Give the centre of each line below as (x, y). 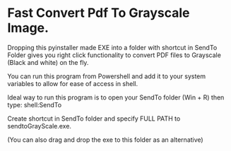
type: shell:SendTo (35, 104)
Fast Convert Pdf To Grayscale (99, 13)
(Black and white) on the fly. (48, 62)
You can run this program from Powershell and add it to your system (107, 76)
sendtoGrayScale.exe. (40, 126)
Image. (28, 28)
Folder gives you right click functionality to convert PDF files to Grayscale (114, 55)
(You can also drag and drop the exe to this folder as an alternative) (105, 140)
